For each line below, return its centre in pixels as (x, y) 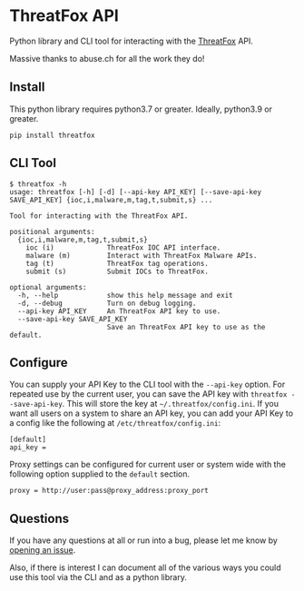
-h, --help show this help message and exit (125, 295)
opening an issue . (43, 550)
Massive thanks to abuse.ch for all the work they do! (107, 58)
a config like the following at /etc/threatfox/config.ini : (115, 423)
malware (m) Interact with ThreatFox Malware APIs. (142, 255)
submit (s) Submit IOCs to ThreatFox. (117, 271)
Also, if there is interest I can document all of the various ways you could (145, 567)
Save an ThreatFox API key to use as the (186, 327)
